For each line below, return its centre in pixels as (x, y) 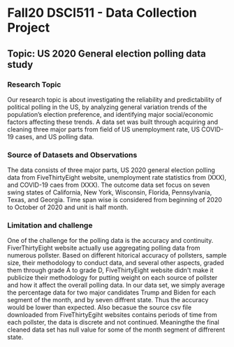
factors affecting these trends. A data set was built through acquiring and (113, 122)
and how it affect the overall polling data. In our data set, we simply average (116, 285)
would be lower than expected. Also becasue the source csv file (100, 307)
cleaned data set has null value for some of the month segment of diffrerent (116, 330)
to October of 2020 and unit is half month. (68, 207)
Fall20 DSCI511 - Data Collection (102, 13)
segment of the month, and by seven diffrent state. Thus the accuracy (108, 300)
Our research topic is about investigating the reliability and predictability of (115, 99)
